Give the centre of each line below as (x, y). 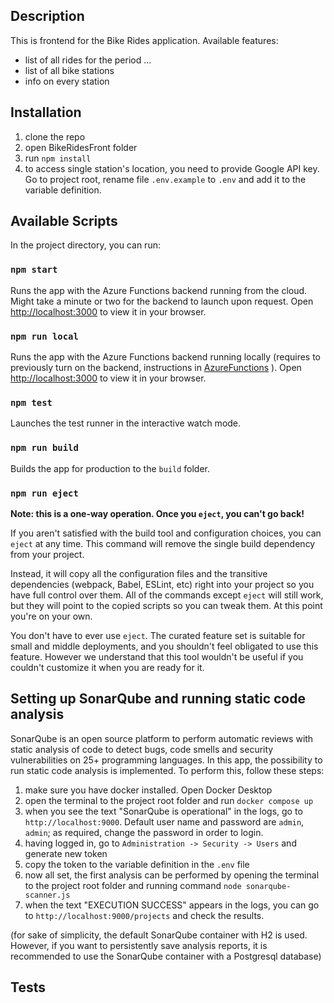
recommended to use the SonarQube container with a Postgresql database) (166, 956)
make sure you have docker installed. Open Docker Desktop (148, 790)
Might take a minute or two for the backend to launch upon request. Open (162, 301)
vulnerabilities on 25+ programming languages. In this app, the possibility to (166, 760)
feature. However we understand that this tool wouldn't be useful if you (157, 656)
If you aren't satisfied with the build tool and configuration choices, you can (166, 533)
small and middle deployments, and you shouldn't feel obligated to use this (164, 646)
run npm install (58, 158)
